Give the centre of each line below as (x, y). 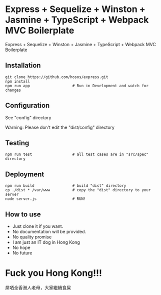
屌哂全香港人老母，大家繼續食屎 (38, 287)
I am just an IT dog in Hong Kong (46, 242)
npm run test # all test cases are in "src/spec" (77, 155)
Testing (17, 143)
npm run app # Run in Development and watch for (77, 86)
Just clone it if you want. (38, 226)
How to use (23, 214)
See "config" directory (28, 117)
